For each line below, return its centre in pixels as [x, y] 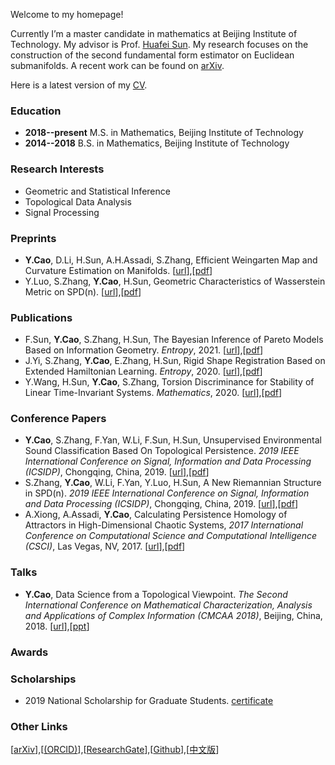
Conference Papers [58, 419]
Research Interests [57, 169]
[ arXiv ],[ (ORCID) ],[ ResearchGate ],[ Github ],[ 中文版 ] [115, 750]
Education [36, 111]
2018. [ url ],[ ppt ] [57, 626]
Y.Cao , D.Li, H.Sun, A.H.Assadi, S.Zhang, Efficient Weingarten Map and [171, 260]
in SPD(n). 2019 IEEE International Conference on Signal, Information [167, 493]
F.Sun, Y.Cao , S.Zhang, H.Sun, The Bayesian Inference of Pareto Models [174, 340]
